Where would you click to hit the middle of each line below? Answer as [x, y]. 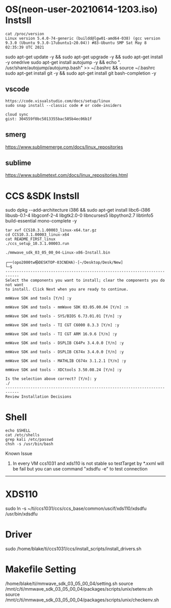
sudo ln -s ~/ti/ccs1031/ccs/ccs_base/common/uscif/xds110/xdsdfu [76, 509]
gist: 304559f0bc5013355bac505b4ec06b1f [49, 119]
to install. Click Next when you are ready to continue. [67, 289]
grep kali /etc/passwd [29, 440]
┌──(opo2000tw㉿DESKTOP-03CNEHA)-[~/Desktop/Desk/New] [64, 263]
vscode [17, 89]
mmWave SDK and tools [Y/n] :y [38, 298]
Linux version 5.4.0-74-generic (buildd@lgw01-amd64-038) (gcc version [83, 38]
